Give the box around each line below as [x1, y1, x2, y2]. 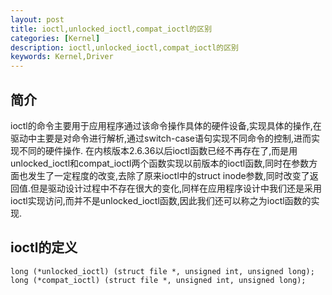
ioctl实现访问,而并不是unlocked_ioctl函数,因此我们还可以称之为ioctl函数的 [10, 194, 312, 206]
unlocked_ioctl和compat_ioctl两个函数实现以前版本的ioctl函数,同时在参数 [10, 157, 310, 169]
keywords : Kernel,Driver [10, 52, 114, 62]
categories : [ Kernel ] [10, 33, 101, 43]
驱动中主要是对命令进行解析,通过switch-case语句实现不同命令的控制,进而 [10, 132, 312, 144]
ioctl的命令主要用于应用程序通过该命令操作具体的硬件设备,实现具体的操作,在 [10, 119, 322, 131]
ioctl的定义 [10, 239, 78, 256]
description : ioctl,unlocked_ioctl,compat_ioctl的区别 [10, 42, 239, 53]
